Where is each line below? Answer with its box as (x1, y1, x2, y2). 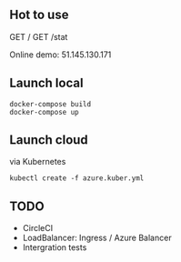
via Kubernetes (9, 156, 66, 167)
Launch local (9, 76, 84, 91)
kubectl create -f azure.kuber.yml (9, 174, 145, 183)
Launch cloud (9, 132, 88, 148)
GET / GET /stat (9, 31, 68, 42)
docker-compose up (9, 107, 79, 116)
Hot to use (9, 7, 69, 23)
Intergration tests (22, 242, 87, 253)
